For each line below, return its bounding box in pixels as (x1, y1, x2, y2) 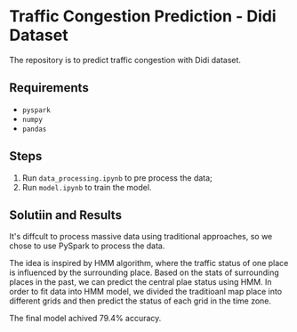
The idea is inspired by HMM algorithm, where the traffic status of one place (9, 258, 289, 269)
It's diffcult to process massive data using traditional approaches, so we (9, 231, 273, 242)
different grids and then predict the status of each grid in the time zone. (9, 296, 272, 306)
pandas (21, 125, 47, 134)
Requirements (9, 80, 89, 95)
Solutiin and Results (9, 207, 123, 223)
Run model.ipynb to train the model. (21, 182, 152, 192)
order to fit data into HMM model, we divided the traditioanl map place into (9, 287, 283, 297)
